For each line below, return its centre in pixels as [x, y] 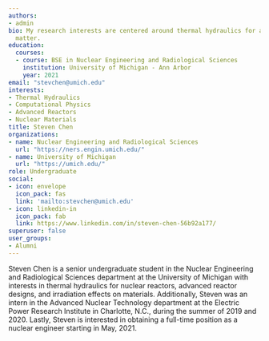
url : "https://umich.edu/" [60, 165]
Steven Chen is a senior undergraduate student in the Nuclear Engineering [131, 268]
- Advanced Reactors [43, 113]
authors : [23, 16]
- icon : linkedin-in [43, 208]
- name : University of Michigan [62, 157]
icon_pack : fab [41, 216]
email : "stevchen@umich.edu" [57, 82]
